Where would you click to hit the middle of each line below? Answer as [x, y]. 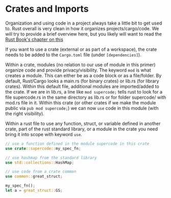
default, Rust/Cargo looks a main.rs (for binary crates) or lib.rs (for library [82, 81]
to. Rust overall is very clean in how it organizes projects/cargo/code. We [82, 28]
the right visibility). [25, 114]
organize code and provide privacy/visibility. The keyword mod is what [78, 70]
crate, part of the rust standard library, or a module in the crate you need [82, 129]
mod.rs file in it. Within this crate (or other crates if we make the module [81, 102]
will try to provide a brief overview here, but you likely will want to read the [84, 34]
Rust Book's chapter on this [34, 39]
